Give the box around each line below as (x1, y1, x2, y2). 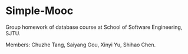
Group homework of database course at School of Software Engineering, (5, 23, 183, 31)
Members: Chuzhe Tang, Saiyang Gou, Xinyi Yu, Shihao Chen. (5, 41, 156, 48)
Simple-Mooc (5, 4, 74, 18)
